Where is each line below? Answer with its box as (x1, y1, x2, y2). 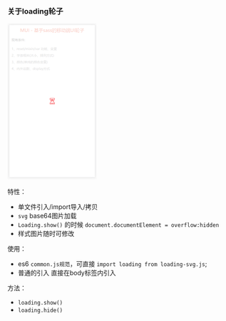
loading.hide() (17, 307, 63, 315)
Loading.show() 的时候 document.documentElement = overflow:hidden (17, 220, 220, 229)
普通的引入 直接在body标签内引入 (17, 269, 116, 277)
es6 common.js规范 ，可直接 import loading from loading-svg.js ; (17, 260, 207, 268)
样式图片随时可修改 (17, 230, 75, 238)
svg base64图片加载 (17, 212, 77, 220)
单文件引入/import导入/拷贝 (17, 203, 98, 211)
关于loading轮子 (7, 6, 63, 16)
